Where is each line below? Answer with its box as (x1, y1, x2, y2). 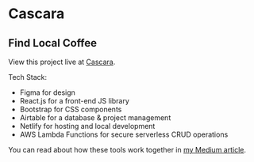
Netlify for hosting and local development (19, 122, 156, 130)
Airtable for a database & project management (19, 113, 171, 122)
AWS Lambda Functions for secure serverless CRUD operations (19, 130, 229, 139)
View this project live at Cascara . (8, 57, 116, 66)
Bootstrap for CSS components (19, 104, 122, 114)
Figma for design (19, 88, 75, 97)
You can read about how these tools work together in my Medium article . (8, 145, 247, 154)
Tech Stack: (8, 73, 48, 81)
